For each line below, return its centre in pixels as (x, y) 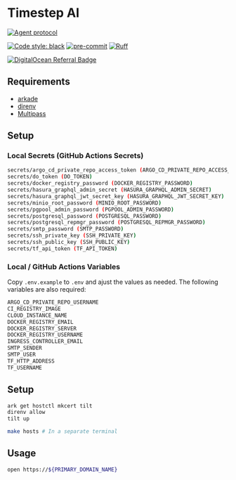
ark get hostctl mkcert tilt (50, 406)
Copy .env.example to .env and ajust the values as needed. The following (113, 282)
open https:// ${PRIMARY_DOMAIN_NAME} (63, 469)
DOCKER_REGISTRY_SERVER (42, 328)
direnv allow (26, 413)
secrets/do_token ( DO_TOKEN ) (50, 177)
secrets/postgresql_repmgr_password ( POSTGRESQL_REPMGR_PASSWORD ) (106, 223)
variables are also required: (47, 290)
